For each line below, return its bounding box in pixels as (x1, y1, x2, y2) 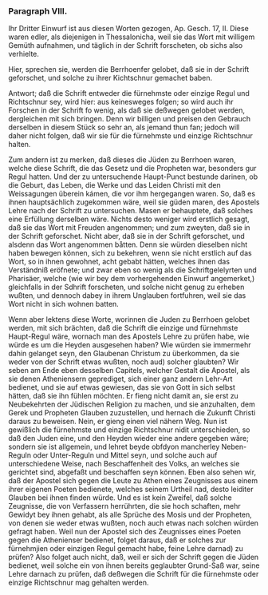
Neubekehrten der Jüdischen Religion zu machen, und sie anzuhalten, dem (8, 399, 255, 409)
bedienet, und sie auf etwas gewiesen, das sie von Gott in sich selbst (8, 383, 235, 392)
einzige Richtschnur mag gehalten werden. (8, 577, 149, 588)
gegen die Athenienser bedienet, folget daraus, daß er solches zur (8, 535, 227, 545)
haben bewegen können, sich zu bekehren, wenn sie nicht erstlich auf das (8, 248, 253, 258)
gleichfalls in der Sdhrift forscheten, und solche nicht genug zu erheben (8, 282, 245, 292)
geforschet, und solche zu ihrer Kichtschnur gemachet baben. (8, 73, 213, 83)
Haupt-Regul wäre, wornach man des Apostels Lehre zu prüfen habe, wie (8, 331, 250, 341)
